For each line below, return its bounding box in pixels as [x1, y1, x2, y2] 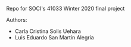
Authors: [6, 16, 27, 23]
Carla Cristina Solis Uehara [14, 28, 82, 35]
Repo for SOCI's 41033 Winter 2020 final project [6, 5, 125, 12]
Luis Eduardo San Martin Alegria [14, 34, 94, 41]
